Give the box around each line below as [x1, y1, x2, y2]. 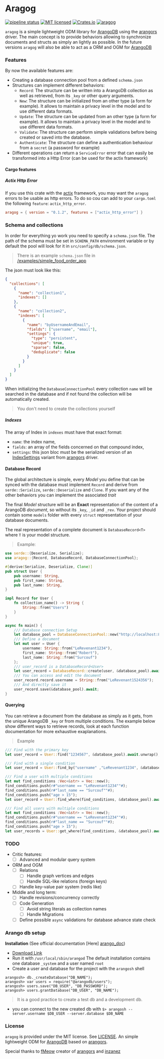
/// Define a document [14, 637, 60, 642]
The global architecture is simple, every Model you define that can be [5, 476, 145, 483]
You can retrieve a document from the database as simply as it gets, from [5, 713, 153, 718]
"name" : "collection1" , [18, 290, 67, 296]
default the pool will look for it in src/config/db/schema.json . [5, 243, 127, 249]
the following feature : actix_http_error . [5, 200, 86, 206]
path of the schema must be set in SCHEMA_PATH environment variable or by [5, 238, 154, 244]
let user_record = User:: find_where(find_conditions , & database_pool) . [5, 797, 154, 802]
